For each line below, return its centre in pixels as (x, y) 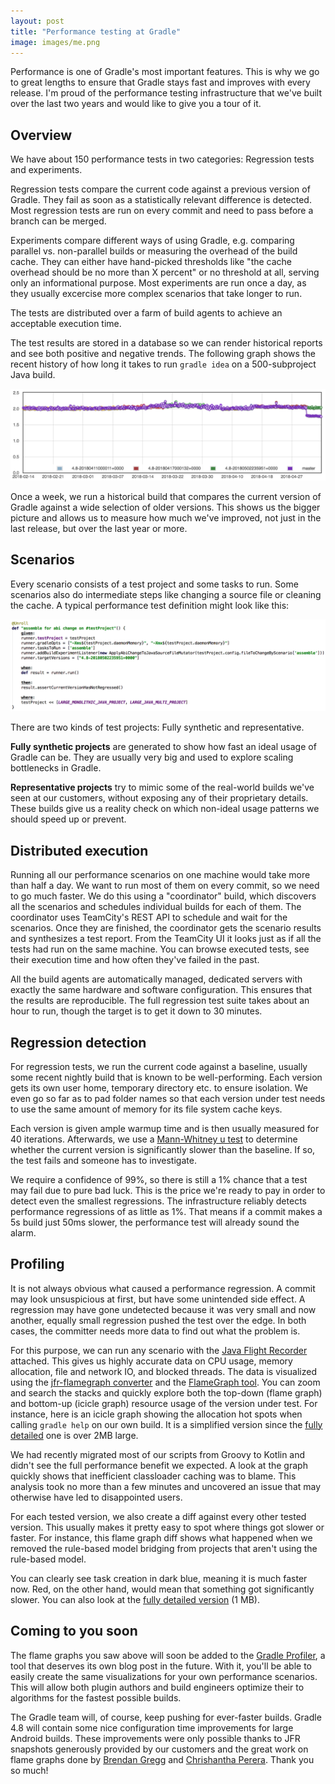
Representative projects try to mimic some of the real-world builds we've (162, 787)
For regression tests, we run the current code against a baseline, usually (159, 1066)
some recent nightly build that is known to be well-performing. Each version (166, 1077)
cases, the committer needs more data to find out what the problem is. (155, 1331)
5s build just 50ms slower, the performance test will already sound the (155, 1222)
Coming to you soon (74, 1631)
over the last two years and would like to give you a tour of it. (136, 104)
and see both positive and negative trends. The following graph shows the (163, 354)
